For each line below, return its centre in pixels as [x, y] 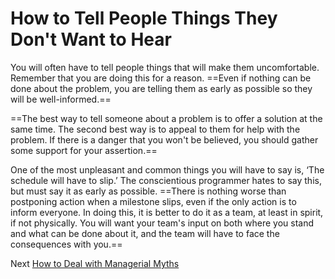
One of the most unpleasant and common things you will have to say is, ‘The [167, 169]
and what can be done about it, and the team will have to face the [145, 233]
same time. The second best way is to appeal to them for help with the [155, 129]
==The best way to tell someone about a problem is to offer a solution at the [166, 118]
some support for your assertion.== [84, 150]
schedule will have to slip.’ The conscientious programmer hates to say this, [166, 180]
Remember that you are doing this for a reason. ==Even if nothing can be [161, 78]
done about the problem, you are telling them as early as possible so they [161, 88]
